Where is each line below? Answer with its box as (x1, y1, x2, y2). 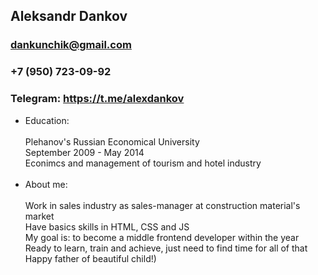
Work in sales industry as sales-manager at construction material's (24, 199, 301, 211)
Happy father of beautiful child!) (24, 252, 157, 264)
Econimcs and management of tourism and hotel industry (24, 157, 262, 169)
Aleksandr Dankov (10, 8, 128, 25)
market (24, 210, 55, 222)
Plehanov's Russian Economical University (24, 135, 200, 148)
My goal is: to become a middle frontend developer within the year (24, 231, 300, 243)
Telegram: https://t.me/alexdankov (10, 92, 185, 106)
